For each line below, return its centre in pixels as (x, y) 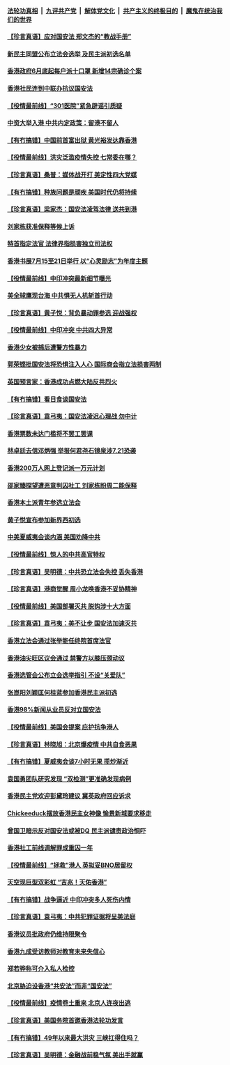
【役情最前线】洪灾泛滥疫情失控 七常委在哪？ (72, 158)
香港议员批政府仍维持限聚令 (47, 934)
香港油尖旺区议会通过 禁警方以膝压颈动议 (66, 658)
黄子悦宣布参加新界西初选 (44, 520)
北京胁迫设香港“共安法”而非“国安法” (60, 985)
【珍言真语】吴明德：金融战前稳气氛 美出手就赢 (75, 1055)
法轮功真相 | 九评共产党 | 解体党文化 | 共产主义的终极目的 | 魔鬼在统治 (112, 10)
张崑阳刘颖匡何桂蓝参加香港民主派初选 (62, 692)
